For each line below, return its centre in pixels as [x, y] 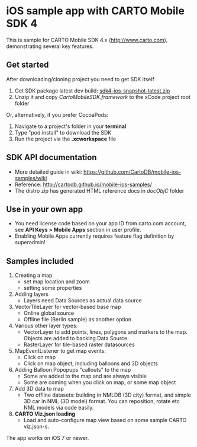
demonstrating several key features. [50, 46]
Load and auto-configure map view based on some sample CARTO [105, 420]
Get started [28, 65]
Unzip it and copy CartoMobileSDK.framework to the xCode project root [103, 97]
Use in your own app [45, 209]
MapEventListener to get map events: [60, 351]
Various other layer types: [46, 326]
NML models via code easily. [59, 408]
